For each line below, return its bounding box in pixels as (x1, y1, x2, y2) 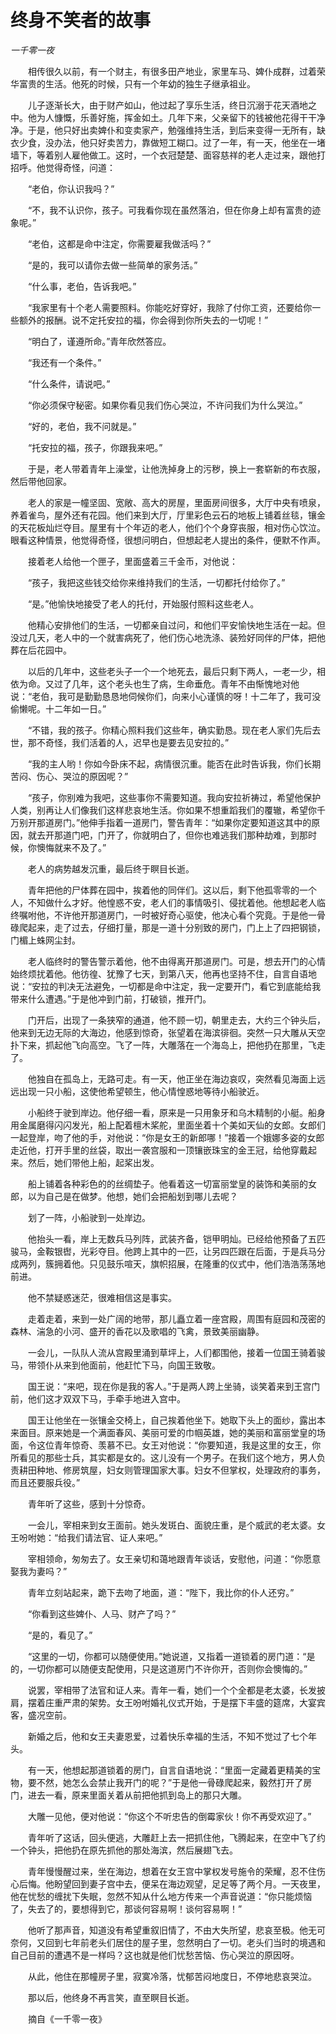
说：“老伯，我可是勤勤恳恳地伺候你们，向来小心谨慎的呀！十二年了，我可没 (10, 690, 322, 702)
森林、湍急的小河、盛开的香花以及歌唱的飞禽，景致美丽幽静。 (10, 1325, 265, 1337)
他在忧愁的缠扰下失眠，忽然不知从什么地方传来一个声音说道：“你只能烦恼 (10, 1890, 313, 1902)
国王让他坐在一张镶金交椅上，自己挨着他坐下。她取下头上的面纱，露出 (27, 1414, 317, 1426)
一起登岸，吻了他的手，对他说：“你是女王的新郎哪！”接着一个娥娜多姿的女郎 (10, 1131, 325, 1143)
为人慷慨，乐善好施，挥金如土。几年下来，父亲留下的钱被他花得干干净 (36, 111, 326, 123)
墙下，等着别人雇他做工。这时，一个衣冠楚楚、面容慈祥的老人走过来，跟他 (10, 149, 317, 161)
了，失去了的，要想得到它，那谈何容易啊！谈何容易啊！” (10, 1902, 243, 1915)
